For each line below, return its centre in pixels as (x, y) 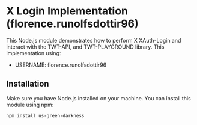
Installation (28, 84)
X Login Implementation (67, 11)
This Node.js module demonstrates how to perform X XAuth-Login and (94, 40)
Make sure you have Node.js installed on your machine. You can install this (98, 98)
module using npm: (30, 105)
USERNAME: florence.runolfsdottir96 (61, 65)
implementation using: (34, 53)
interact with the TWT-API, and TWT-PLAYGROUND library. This (85, 47)
